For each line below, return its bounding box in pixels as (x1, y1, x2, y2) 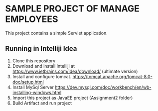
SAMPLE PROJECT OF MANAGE (5, 3, 140, 14)
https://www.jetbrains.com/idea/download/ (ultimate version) (12, 68, 138, 74)
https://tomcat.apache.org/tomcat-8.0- (72, 73, 153, 80)
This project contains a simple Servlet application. (5, 30, 108, 36)
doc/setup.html (12, 79, 44, 85)
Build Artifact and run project (12, 100, 72, 106)
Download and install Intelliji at (12, 63, 75, 69)
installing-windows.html (12, 89, 62, 95)
